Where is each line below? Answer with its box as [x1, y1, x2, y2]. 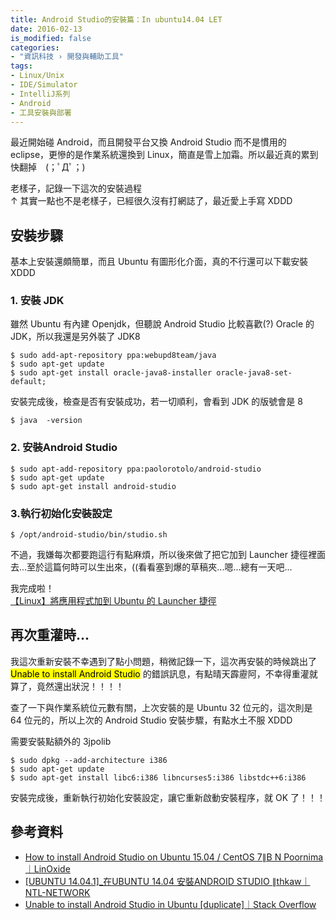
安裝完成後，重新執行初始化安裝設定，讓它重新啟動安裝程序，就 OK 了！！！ [10, 791, 326, 803]
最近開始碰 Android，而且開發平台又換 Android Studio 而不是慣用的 [10, 136, 287, 148]
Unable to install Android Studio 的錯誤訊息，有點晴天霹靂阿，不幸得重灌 [10, 667, 310, 680]
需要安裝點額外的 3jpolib [10, 735, 112, 747]
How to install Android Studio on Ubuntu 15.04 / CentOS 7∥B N [24, 851, 282, 863]
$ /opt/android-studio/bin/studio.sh [10, 530, 168, 540]
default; [10, 377, 47, 387]
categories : [10, 42, 60, 53]
